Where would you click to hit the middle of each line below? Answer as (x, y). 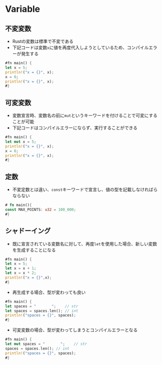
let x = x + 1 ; (21, 268)
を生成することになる (34, 250)
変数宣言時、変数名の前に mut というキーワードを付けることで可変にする (85, 116)
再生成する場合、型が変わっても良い (49, 292)
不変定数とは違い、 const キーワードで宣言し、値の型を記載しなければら (85, 190)
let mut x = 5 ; (21, 142)
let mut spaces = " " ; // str (46, 344)
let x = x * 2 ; (21, 273)
